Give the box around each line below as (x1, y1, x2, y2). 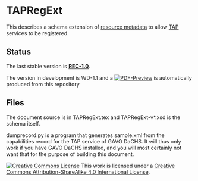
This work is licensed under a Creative (81, 162, 175, 169)
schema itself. (6, 120, 40, 127)
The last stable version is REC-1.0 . (6, 63, 91, 70)
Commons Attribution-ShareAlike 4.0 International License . (6, 168, 150, 176)
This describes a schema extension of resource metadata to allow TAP (6, 23, 179, 30)
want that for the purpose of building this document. (6, 150, 134, 158)
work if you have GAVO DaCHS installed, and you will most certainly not (6, 144, 182, 151)
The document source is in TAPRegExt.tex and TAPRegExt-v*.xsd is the (6, 114, 181, 121)
